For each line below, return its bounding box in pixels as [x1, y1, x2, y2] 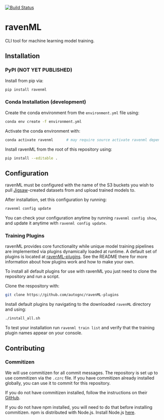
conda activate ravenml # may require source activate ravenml [5, 137, 147, 142]
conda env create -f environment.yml [5, 119, 82, 124]
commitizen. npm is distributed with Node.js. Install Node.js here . [5, 409, 136, 415]
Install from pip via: [5, 78, 44, 83]
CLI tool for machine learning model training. [5, 38, 95, 43]
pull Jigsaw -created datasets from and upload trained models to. [5, 187, 136, 193]
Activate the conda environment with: [5, 128, 81, 134]
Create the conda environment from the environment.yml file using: [5, 110, 140, 116]
